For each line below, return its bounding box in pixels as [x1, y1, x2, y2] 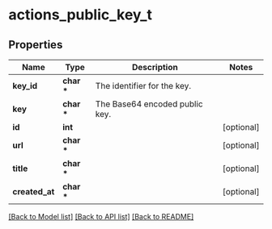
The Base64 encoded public [95, 98, 204, 110]
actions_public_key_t [8, 6, 152, 24]
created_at [12, 186, 55, 197]
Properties [8, 38, 63, 52]
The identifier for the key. [95, 81, 192, 91]
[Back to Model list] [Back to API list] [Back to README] [8, 212, 194, 221]
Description [132, 62, 178, 73]
